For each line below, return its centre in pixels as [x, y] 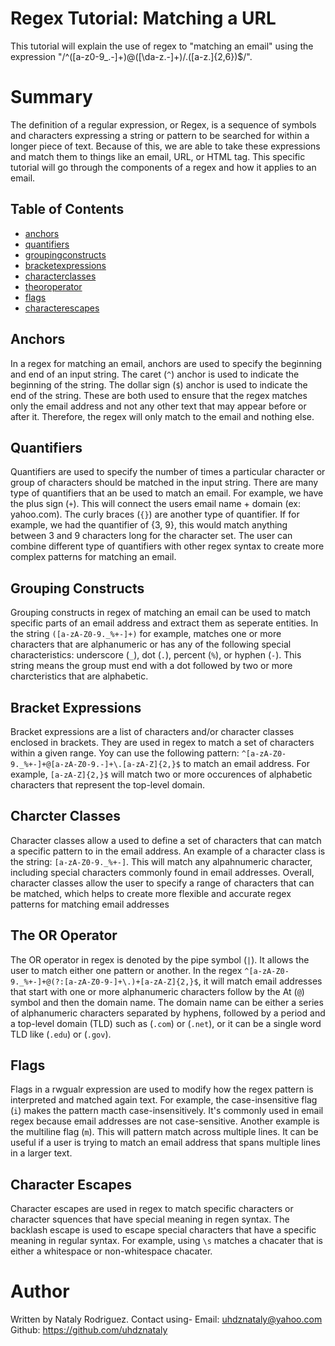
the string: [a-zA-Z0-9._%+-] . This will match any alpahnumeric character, [161, 861]
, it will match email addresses [260, 981]
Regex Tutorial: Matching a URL [143, 18]
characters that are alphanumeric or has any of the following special [151, 644]
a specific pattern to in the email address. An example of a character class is [168, 851]
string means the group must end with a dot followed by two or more [151, 666]
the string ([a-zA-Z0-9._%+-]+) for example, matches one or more [146, 634]
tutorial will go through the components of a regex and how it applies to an [163, 167]
